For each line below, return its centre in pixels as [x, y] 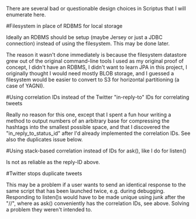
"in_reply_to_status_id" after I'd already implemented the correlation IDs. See [98, 133]
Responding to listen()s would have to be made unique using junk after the [96, 197]
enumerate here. [26, 15]
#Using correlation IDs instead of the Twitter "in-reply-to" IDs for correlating [98, 97]
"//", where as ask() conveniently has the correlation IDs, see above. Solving [98, 203]
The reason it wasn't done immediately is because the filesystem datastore [97, 55]
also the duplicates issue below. [44, 139]
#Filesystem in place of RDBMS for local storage [64, 26]
